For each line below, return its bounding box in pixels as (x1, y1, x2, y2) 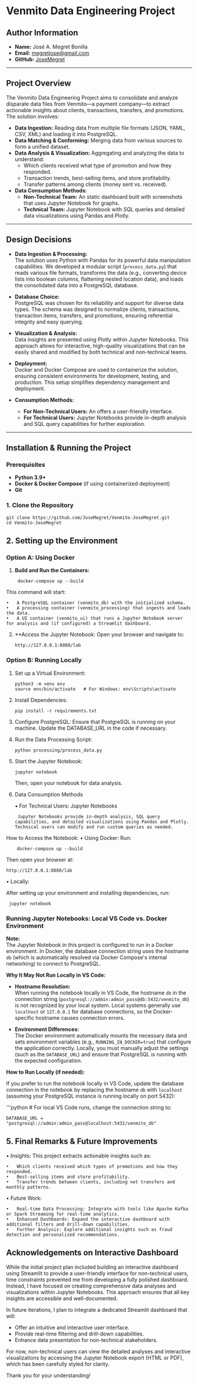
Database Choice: (14, 293, 60, 300)
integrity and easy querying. (14, 318, 84, 325)
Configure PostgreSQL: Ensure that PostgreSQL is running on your (14, 718, 176, 725)
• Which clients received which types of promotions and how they (6, 1163, 178, 1169)
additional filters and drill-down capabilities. (6, 1221, 131, 1228)
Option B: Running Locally (6, 656, 82, 664)
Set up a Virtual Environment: (14, 669, 86, 677)
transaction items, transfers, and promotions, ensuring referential (14, 311, 173, 319)
